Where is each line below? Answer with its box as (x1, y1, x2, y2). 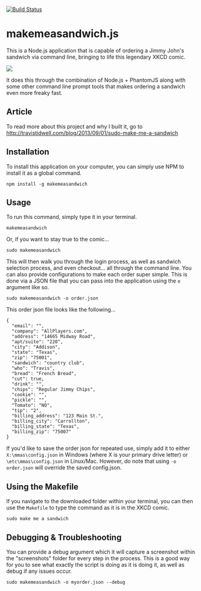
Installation (6, 147, 49, 157)
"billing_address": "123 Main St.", (11, 413, 104, 419)
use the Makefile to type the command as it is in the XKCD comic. (6, 504, 170, 511)
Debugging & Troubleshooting (6, 532, 122, 543)
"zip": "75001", (11, 354, 53, 361)
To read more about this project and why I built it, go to (6, 123, 143, 130)
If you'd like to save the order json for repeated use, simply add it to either (6, 445, 190, 452)
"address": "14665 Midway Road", (11, 333, 96, 340)
